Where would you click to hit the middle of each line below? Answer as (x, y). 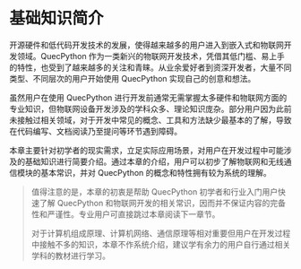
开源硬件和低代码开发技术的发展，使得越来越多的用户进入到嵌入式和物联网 (146, 45)
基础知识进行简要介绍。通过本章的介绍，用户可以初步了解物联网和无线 (154, 161)
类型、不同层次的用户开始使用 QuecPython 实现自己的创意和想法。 (133, 78)
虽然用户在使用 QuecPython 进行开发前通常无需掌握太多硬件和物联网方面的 (148, 97)
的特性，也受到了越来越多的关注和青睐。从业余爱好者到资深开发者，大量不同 (150, 67)
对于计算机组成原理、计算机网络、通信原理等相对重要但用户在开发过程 (161, 233)
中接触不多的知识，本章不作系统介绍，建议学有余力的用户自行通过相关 (161, 244)
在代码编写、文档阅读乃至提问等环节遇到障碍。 (95, 131)
